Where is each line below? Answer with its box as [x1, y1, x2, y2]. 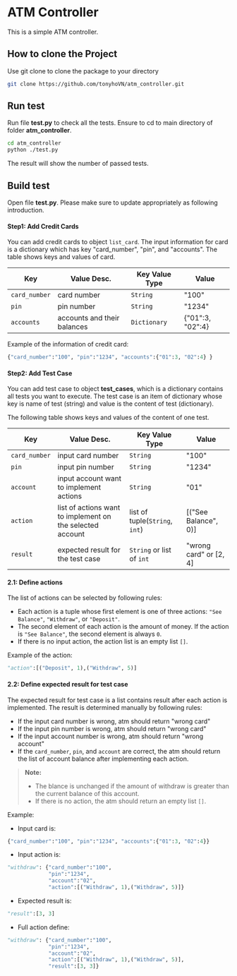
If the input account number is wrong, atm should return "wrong [17, 732, 204, 740]
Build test [7, 179, 51, 191]
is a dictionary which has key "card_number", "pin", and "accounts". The [7, 245, 217, 254]
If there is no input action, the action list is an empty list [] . [17, 637, 188, 646]
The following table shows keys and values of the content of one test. [7, 414, 209, 422]
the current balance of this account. [35, 789, 140, 797]
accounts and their [57, 313, 120, 323]
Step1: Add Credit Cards [7, 222, 79, 230]
